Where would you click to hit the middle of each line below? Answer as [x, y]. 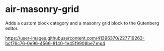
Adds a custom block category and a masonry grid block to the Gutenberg [82, 23]
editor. [12, 28]
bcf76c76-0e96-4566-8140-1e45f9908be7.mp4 [55, 43]
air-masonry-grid [42, 9]
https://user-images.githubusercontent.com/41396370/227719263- [75, 38]
